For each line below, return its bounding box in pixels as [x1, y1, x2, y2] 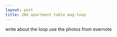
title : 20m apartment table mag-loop [5, 12, 86, 17]
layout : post [5, 7, 33, 13]
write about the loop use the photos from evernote [5, 26, 112, 32]
